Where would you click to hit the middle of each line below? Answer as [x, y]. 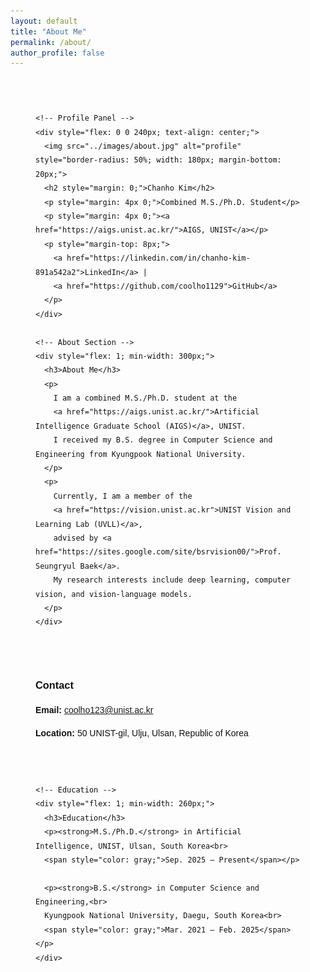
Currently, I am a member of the [123, 496]
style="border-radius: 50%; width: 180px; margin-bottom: [158, 160]
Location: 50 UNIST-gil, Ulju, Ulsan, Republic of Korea [142, 733]
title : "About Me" [48, 31]
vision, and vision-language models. [114, 594]
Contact [54, 684]
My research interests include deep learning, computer [172, 580]
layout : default [44, 21]
